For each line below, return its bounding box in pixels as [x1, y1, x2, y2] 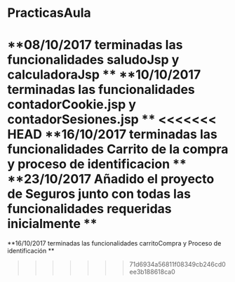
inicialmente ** [7, 216, 98, 232]
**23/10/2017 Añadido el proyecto [7, 171, 215, 187]
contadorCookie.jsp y [7, 97, 137, 113]
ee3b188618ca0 [129, 268, 175, 276]
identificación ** [7, 247, 55, 255]
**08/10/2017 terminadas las [7, 37, 183, 53]
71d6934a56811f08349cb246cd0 [129, 260, 226, 269]
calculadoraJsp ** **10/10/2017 [7, 67, 201, 83]
